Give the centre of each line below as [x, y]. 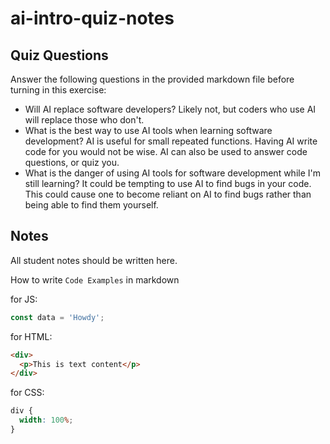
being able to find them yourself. [91, 205]
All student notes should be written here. [94, 260]
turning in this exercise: [58, 90]
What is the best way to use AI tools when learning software [148, 130]
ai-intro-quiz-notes [92, 18]
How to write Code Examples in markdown [95, 279]
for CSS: [27, 393]
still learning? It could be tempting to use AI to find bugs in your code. [168, 183]
